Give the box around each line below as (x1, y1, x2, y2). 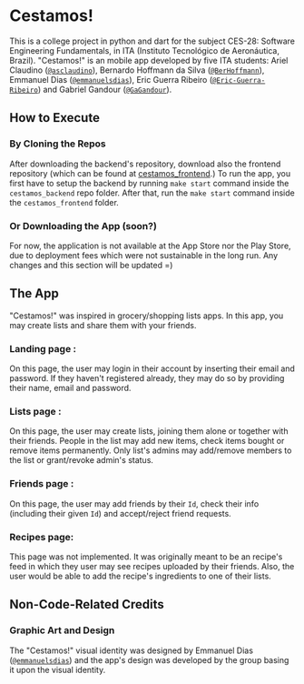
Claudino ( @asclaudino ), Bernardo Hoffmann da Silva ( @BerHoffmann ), (9, 65, 265, 75)
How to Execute (9, 110, 100, 126)
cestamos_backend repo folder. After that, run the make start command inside (9, 187, 295, 198)
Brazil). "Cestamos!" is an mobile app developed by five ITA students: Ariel (9, 55, 289, 65)
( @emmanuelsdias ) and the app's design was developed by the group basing (9, 654, 289, 665)
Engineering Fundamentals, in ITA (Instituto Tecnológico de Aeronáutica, (9, 45, 279, 55)
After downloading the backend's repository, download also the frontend (9, 158, 281, 169)
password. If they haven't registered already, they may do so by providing (9, 373, 285, 384)
